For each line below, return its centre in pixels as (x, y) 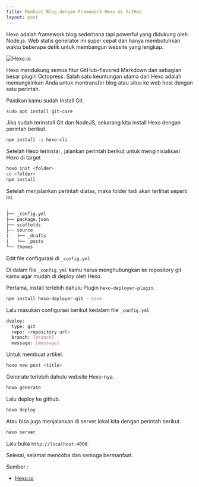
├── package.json (28, 219)
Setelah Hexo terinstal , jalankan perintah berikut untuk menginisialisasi (93, 151)
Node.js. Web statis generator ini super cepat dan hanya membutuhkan (93, 40)
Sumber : (17, 466)
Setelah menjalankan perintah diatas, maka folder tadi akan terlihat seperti (97, 191)
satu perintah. (23, 89)
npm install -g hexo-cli (37, 140)
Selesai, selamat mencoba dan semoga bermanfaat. (70, 455)
